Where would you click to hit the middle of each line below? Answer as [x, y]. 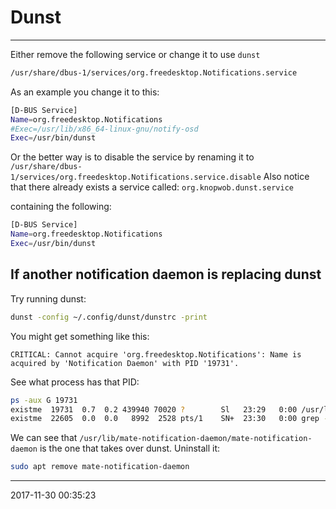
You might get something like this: [80, 336]
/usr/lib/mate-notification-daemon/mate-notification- [196, 439]
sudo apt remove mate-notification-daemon [100, 467]
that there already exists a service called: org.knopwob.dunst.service [152, 187]
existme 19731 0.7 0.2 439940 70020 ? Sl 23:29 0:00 [154, 409]
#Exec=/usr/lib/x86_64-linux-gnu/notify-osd [104, 129]
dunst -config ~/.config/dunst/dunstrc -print [109, 317]
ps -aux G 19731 [44, 400]
